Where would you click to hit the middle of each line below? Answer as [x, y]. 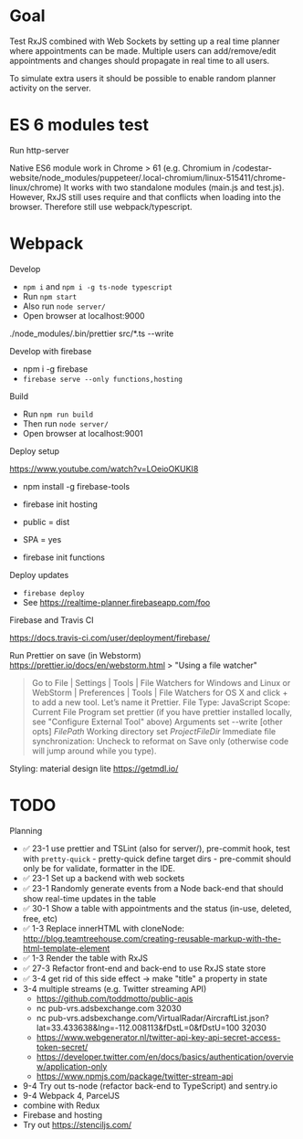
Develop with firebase [51, 351]
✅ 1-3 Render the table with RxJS [85, 958]
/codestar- [252, 168]
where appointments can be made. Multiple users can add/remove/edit [143, 50]
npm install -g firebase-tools [76, 486]
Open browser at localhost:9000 [84, 315]
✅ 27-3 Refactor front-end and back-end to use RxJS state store [144, 968]
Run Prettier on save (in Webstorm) [75, 655]
